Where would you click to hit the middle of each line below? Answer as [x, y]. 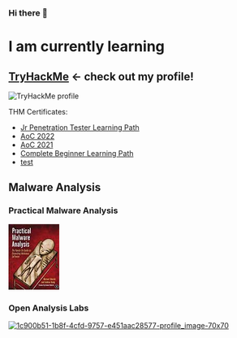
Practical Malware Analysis [63, 210]
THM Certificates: [38, 111]
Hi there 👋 [28, 13]
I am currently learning [86, 47]
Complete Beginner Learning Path [77, 153]
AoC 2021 [37, 145]
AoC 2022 [37, 136]
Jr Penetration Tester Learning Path [80, 127]
